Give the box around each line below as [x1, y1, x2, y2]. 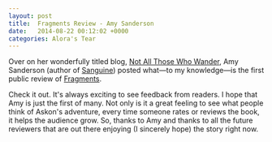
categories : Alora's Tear [8, 34, 96, 43]
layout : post [8, 11, 53, 20]
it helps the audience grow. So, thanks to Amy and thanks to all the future [8, 115, 253, 126]
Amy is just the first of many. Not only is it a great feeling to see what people [8, 98, 264, 108]
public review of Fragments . [8, 74, 102, 84]
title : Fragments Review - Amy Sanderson [8, 19, 154, 28]
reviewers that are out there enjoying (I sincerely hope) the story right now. [8, 124, 258, 134]
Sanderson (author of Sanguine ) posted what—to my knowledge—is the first [8, 66, 265, 75]
